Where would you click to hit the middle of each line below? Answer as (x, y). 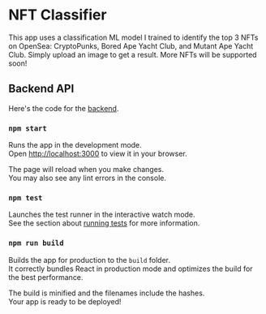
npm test (26, 198)
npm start (28, 128)
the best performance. (46, 277)
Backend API (41, 89)
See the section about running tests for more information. (104, 223)
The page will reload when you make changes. (86, 170)
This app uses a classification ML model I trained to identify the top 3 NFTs (133, 37)
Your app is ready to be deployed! (65, 301)
